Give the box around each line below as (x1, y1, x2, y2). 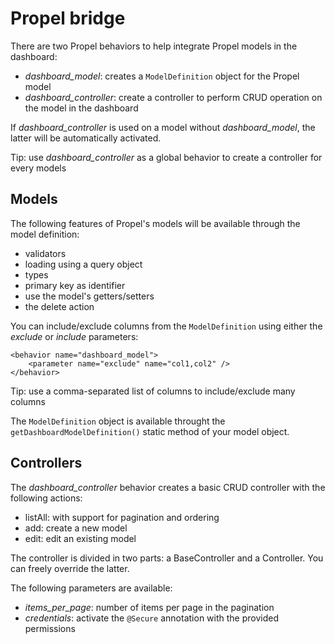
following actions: (10, 492, 83, 504)
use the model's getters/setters (24, 290, 155, 302)
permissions (24, 622, 76, 634)
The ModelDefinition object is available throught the (10, 415, 226, 427)
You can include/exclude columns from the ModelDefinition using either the (10, 320, 323, 332)
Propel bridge (10, 7, 126, 30)
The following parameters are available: (10, 582, 173, 594)
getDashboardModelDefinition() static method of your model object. (10, 425, 290, 437)
